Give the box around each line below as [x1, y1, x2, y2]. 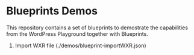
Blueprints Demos [6, 4, 98, 18]
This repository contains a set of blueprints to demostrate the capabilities [6, 24, 189, 31]
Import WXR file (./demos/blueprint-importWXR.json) [14, 42, 146, 49]
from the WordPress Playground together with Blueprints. [6, 30, 149, 37]
